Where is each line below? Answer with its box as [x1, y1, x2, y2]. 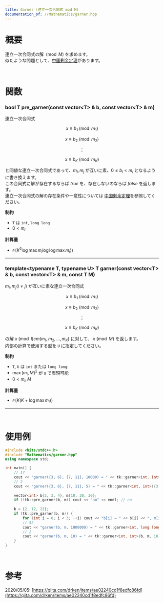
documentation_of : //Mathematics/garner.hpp [5, 12, 97, 17]
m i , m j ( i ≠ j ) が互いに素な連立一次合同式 [5, 283, 84, 290]
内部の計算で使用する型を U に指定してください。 [5, 342, 104, 348]
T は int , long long [12, 220, 50, 226]
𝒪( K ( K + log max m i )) [12, 397, 53, 404]
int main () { [5, 466, 32, 471]
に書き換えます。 [5, 174, 39, 180]
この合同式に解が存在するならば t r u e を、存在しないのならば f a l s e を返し [5, 181, 152, 187]
